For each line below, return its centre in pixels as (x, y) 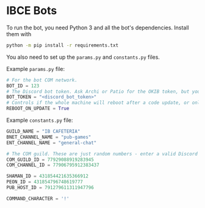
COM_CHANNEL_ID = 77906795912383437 (53, 165)
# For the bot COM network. (42, 80)
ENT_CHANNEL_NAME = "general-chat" (52, 143)
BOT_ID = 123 (23, 86)
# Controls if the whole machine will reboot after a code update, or (98, 103)
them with (19, 34)
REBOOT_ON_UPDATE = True (38, 109)
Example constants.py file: (40, 121)
